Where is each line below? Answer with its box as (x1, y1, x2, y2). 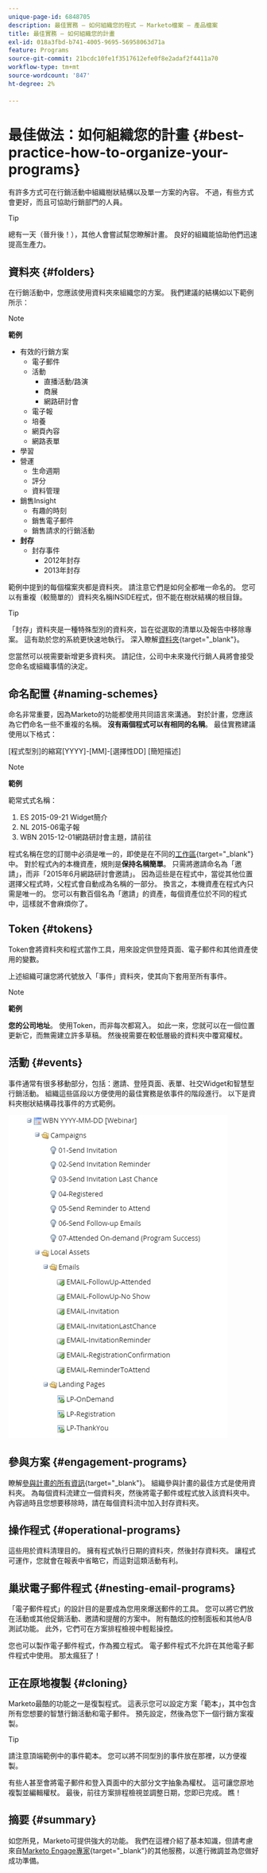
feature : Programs (8, 46, 69, 55)
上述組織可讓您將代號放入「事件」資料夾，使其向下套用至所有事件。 (8, 971, 231, 981)
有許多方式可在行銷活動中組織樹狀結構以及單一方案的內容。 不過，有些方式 (8, 188, 254, 197)
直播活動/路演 (43, 377, 89, 386)
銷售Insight (19, 496, 57, 506)
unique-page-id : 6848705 (8, 13, 91, 21)
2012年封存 (43, 556, 81, 565)
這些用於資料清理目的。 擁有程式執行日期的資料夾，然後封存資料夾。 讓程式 (8, 1546, 256, 1556)
